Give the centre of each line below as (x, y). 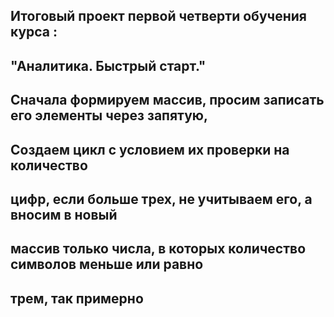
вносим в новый (64, 214)
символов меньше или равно (107, 264)
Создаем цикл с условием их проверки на (150, 149)
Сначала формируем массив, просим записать (167, 100)
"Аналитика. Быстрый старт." (108, 65)
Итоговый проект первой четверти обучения (158, 16)
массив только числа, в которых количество (158, 249)
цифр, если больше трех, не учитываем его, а (161, 199)
